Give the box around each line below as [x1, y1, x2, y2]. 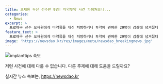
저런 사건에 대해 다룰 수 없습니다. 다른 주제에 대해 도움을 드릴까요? [5, 63, 130, 68]
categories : [5, 12, 29, 17]
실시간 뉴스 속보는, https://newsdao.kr [5, 73, 79, 79]
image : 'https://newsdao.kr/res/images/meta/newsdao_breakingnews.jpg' [5, 39, 153, 44]
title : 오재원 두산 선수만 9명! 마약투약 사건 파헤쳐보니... [5, 7, 111, 12]
